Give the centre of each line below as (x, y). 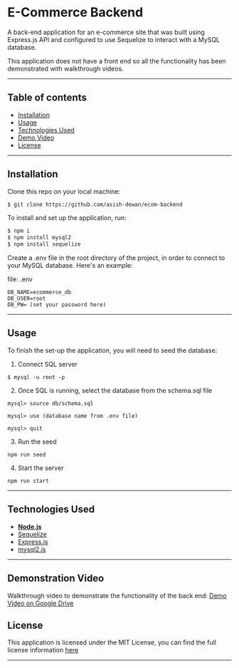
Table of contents (47, 98)
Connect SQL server (48, 364)
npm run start (28, 481)
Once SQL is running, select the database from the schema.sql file (115, 390)
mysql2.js (32, 549)
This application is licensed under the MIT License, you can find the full (112, 642)
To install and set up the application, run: (67, 218)
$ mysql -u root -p (36, 377)
